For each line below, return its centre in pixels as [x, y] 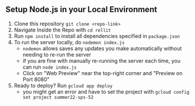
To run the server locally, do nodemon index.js [69, 42]
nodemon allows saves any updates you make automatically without [102, 48]
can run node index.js [50, 67]
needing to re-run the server [57, 54]
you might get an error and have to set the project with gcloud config [106, 91]
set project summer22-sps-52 [58, 97]
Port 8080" [36, 79]
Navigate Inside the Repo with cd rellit [62, 30]
